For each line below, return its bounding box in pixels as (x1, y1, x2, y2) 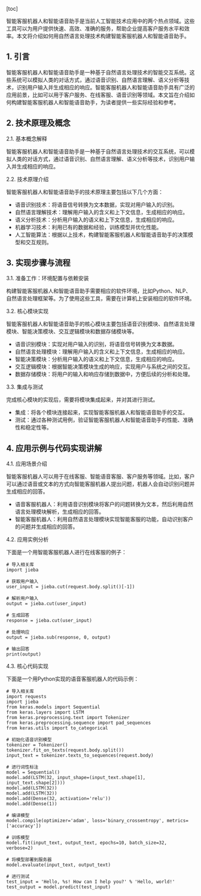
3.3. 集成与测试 (6, 383, 44, 390)
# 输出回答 (6, 646, 30, 653)
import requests (6, 694, 47, 700)
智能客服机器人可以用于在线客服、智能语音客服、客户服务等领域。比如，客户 (6, 473, 195, 480)
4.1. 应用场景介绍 (6, 460, 48, 467)
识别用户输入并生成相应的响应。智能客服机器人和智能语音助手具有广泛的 (16, 83, 195, 91)
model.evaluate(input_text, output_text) (6, 862, 111, 868)
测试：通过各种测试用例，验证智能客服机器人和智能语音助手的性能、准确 (14, 416, 193, 423)
